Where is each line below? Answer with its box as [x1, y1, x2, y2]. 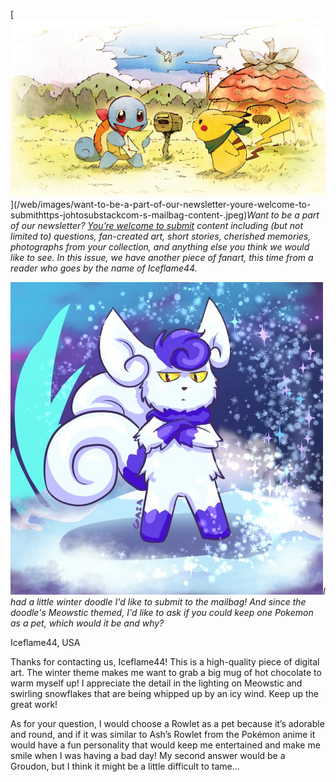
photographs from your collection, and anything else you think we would [10, 240, 310, 253]
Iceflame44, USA [10, 636, 81, 648]
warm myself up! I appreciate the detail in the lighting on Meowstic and [10, 677, 303, 689]
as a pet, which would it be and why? [10, 617, 165, 629]
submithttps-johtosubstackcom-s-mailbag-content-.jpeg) [10, 209, 248, 221]
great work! [10, 698, 58, 710]
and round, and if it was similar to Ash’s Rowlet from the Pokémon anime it [10, 728, 316, 740]
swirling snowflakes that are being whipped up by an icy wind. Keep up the [10, 687, 319, 699]
